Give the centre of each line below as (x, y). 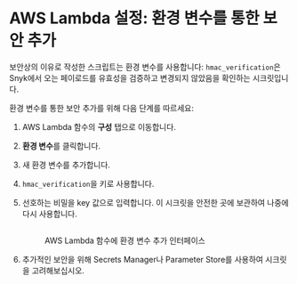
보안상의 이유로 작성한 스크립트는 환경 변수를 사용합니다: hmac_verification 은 (145, 67)
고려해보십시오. (58, 270)
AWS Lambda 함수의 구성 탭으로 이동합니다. (99, 126)
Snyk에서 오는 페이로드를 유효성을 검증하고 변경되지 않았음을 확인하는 (130, 77)
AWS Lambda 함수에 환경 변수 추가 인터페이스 (125, 240)
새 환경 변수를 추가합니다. (66, 165)
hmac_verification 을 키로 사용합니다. (88, 183)
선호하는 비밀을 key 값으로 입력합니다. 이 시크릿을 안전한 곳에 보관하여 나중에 (155, 202)
